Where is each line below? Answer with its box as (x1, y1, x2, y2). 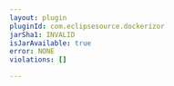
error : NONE (9, 47, 55, 56)
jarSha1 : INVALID (9, 30, 76, 39)
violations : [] (9, 55, 67, 64)
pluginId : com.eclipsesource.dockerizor (9, 22, 166, 31)
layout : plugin (9, 13, 67, 23)
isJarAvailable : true (9, 38, 92, 48)
